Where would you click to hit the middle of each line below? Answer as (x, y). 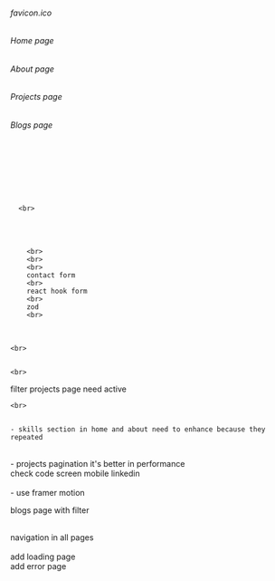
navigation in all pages (52, 537)
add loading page (43, 557)
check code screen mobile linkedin (76, 473)
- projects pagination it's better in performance (98, 463)
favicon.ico (31, 13)
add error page (38, 566)
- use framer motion (47, 492)
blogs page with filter (50, 510)
